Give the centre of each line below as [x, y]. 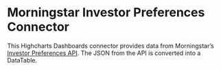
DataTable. [22, 60]
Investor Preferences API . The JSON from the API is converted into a [104, 53]
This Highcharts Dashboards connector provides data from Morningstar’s [110, 46]
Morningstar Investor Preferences [106, 13]
